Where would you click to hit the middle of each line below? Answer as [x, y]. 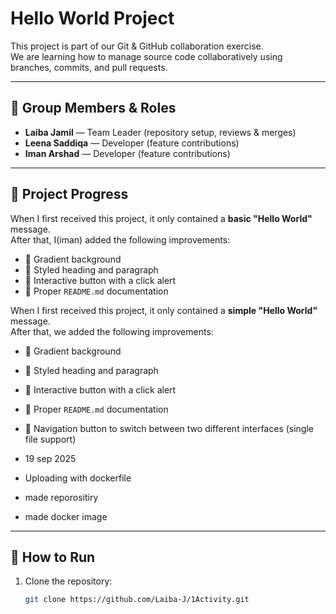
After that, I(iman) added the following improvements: [120, 239]
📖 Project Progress [69, 194]
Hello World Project [92, 18]
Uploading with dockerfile [78, 478]
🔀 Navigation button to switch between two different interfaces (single [169, 428]
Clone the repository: [68, 581]
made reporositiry [61, 497]
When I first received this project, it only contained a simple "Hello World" [164, 310]
